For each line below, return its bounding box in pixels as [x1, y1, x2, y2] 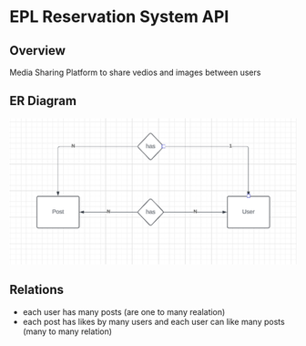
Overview [9, 43, 66, 58]
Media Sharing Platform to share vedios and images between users [9, 67, 261, 78]
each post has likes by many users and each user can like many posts [22, 316, 285, 327]
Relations [9, 282, 65, 298]
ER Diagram [9, 93, 77, 109]
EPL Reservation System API [9, 6, 229, 27]
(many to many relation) [22, 326, 112, 337]
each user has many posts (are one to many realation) [22, 306, 226, 317]
